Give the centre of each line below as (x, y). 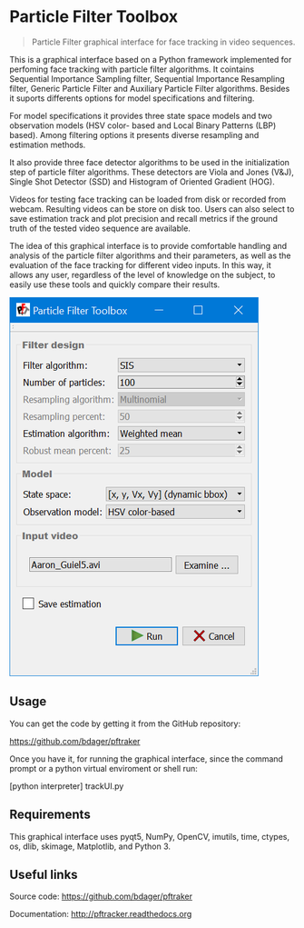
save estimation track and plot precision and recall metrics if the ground (144, 218)
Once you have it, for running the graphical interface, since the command (147, 758)
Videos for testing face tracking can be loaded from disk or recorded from (148, 199)
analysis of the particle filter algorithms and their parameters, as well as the (150, 255)
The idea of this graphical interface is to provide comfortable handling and (148, 245)
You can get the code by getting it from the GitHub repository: (125, 723)
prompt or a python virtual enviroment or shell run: (103, 768)
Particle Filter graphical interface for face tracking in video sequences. (163, 42)
